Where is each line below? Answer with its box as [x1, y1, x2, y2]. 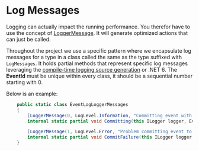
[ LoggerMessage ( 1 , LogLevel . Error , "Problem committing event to [27, 128, 192, 135]
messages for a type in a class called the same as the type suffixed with [6, 53, 182, 60]
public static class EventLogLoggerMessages [17, 101, 129, 107]
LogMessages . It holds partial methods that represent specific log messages [6, 60, 188, 67]
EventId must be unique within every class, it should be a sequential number [6, 72, 193, 79]
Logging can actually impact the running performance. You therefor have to [6, 23, 191, 30]
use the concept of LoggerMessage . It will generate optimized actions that [6, 29, 188, 36]
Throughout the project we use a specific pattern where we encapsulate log [6, 47, 191, 54]
